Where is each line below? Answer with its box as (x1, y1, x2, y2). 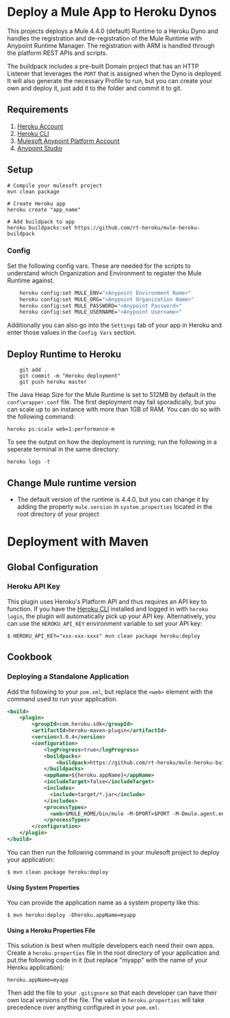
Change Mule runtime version (7, 477, 137, 488)
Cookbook (7, 651, 53, 663)
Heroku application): (7, 963, 65, 972)
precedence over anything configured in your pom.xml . (7, 1004, 160, 1012)
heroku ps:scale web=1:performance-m (7, 426, 115, 433)
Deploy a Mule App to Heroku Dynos (7, 4, 217, 20)
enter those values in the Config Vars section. (7, 328, 137, 337)
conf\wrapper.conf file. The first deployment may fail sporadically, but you (7, 398, 216, 406)
